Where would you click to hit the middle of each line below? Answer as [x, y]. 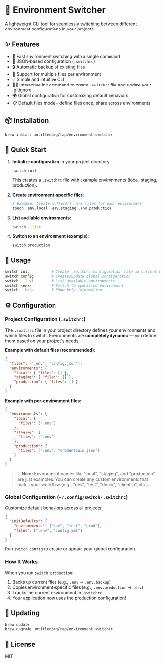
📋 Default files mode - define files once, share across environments [81, 103]
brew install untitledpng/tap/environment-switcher [59, 135]
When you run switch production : [39, 573]
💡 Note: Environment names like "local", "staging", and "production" [86, 473]
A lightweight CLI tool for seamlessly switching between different [71, 24]
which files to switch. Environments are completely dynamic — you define [81, 335]
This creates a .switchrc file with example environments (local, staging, [85, 180]
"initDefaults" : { [28, 521]
